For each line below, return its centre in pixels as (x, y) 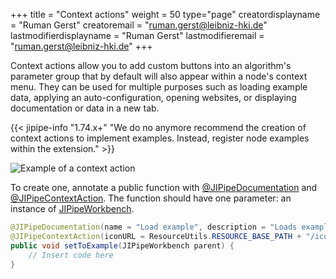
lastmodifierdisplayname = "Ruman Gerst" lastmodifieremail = (137, 35)
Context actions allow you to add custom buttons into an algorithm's (151, 65)
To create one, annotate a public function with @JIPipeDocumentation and (164, 187)
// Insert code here (71, 255)
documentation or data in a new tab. (85, 108)
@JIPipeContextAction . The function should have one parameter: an (151, 198)
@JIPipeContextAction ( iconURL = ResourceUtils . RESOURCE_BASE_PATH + (156, 236)
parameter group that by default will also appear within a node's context (159, 76)
